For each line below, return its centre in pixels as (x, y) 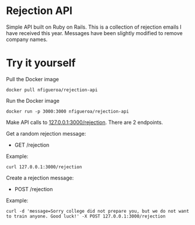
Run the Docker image (33, 101)
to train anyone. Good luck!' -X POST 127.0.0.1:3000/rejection (86, 216)
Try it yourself (41, 63)
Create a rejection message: (40, 178)
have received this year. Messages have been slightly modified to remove (94, 33)
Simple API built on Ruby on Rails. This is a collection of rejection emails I (94, 27)
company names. (27, 39)
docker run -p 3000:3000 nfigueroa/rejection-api (68, 111)
